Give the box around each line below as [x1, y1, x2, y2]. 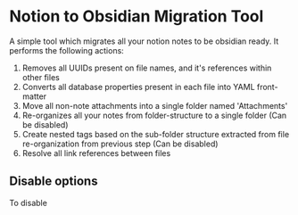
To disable [9, 197, 47, 208]
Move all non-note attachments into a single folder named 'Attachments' [21, 100, 288, 111]
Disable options [9, 174, 98, 189]
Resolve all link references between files [21, 147, 171, 158]
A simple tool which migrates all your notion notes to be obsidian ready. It [9, 36, 279, 46]
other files [21, 71, 60, 82]
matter [21, 91, 47, 102]
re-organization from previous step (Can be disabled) [21, 138, 219, 149]
